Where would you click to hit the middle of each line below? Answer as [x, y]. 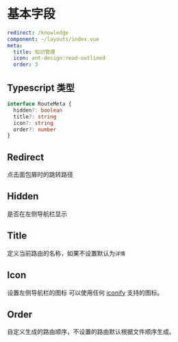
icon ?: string [33, 123]
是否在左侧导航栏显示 [37, 214]
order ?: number [35, 130]
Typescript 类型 [41, 87]
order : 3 [26, 65]
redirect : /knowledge [38, 33]
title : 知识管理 [35, 52]
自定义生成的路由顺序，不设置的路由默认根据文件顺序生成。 [91, 332]
